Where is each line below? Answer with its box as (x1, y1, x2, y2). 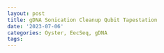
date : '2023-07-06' (7, 23, 64, 30)
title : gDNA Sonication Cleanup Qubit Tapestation (7, 17, 158, 23)
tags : (7, 36, 23, 43)
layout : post (7, 10, 45, 17)
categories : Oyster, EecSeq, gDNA (7, 29, 108, 36)
